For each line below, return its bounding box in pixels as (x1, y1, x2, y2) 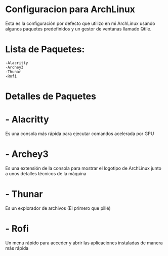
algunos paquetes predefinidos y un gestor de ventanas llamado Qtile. (5, 25, 152, 31)
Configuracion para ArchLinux (5, 4, 136, 15)
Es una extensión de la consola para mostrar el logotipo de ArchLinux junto (5, 165, 162, 171)
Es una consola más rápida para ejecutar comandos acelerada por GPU (5, 131, 154, 137)
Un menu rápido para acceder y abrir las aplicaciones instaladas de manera (5, 240, 163, 246)
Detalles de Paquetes (5, 90, 96, 102)
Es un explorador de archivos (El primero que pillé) (5, 205, 111, 211)
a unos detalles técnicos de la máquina (5, 170, 87, 176)
